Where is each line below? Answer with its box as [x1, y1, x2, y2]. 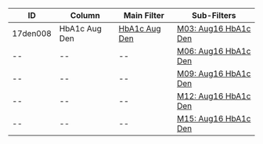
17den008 [12, 28, 52, 38]
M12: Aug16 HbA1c [176, 91, 251, 101]
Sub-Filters [191, 10, 236, 20]
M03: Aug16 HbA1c [176, 23, 251, 34]
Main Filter [123, 10, 164, 20]
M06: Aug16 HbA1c [176, 46, 251, 56]
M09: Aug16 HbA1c [176, 68, 251, 79]
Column [70, 10, 100, 20]
